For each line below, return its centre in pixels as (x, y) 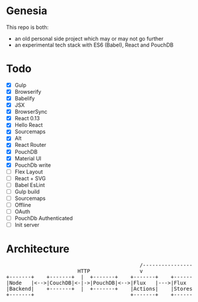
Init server (27, 225)
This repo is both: (27, 27)
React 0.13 (27, 119)
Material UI (28, 158)
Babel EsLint (30, 185)
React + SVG (30, 178)
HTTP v (110, 271)
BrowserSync (31, 112)
